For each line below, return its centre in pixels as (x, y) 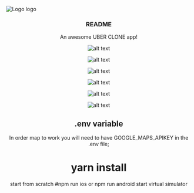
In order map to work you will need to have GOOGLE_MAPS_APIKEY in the (99, 138)
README (99, 24)
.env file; (99, 144)
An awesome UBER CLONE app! (99, 37)
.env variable (99, 123)
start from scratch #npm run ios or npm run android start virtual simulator (99, 184)
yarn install (99, 168)
